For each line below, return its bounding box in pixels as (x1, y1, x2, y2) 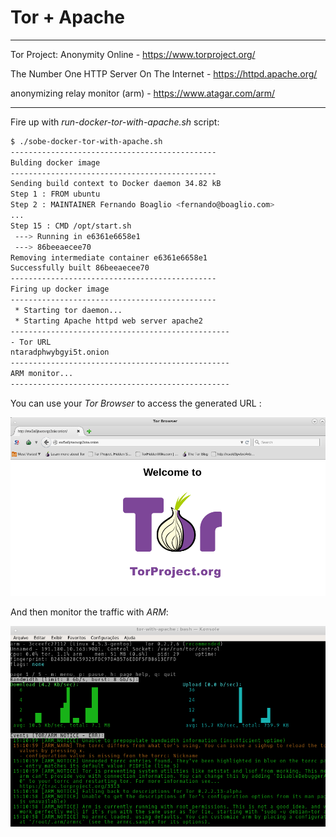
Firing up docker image (10, 284, 110, 295)
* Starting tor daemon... (14, 305, 123, 315)
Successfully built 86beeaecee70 (10, 263, 150, 273)
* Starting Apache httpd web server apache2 (14, 316, 203, 326)
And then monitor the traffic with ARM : (10, 606, 169, 618)
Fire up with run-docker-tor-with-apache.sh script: (10, 116, 220, 128)
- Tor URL (10, 337, 52, 347)
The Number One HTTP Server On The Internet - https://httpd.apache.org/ (10, 67, 318, 80)
